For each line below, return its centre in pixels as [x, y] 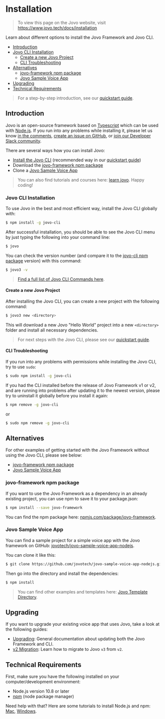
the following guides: [27, 629]
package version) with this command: [44, 260]
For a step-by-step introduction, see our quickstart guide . [76, 98]
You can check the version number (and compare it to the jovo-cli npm [77, 256]
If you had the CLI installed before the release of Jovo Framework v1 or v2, [81, 385]
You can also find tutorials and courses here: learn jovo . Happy [81, 180]
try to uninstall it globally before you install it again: [57, 395]
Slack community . [24, 141]
